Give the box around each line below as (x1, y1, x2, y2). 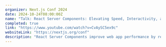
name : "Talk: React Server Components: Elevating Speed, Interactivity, (5, 16, 158, 21)
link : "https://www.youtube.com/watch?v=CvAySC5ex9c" (5, 25, 119, 30)
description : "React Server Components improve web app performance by (5, 35, 156, 40)
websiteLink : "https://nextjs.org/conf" (5, 30, 90, 35)
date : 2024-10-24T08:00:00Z (5, 12, 63, 17)
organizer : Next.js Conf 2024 (5, 7, 68, 12)
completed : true (5, 21, 39, 26)
